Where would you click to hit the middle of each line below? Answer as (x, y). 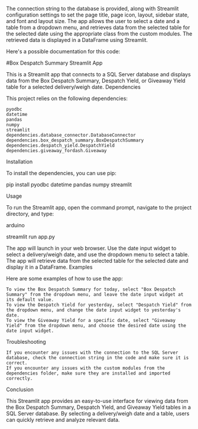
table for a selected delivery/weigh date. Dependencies (73, 87)
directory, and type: (30, 214)
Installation (20, 162)
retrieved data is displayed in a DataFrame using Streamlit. (77, 40)
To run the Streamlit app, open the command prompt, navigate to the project (99, 207)
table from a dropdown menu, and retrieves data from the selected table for (98, 27)
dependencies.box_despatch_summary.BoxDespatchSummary (75, 140)
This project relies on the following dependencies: (67, 98)
